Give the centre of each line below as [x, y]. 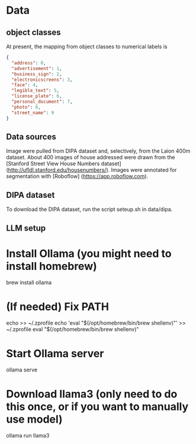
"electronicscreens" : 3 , [42, 80]
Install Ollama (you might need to [89, 254]
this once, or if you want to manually [97, 406]
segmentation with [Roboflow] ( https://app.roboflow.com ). [77, 177]
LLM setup [26, 228]
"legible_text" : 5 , [36, 91]
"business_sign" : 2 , [37, 74]
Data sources [31, 136]
